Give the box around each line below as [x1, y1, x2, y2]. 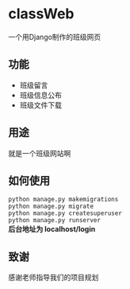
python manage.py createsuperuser [8, 209, 123, 217]
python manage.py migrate [8, 202, 94, 211]
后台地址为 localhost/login [8, 225, 96, 234]
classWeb [8, 5, 75, 23]
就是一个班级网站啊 [8, 148, 71, 158]
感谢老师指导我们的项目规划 [8, 272, 99, 283]
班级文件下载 [19, 100, 62, 110]
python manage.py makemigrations [8, 196, 119, 204]
